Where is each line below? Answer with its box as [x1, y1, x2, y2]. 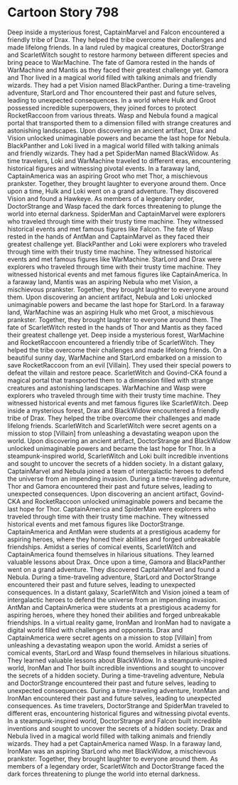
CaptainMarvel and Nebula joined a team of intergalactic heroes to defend [7, 467, 225, 475]
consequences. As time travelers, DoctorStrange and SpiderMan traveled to [7, 701, 229, 709]
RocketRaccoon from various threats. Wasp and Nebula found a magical [7, 111, 218, 120]
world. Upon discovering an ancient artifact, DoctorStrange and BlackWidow [7, 436, 232, 445]
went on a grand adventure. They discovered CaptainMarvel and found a [7, 565, 220, 573]
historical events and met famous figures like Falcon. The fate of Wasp [7, 224, 214, 233]
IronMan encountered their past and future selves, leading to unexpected [7, 694, 222, 702]
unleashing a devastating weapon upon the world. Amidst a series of [7, 640, 208, 649]
